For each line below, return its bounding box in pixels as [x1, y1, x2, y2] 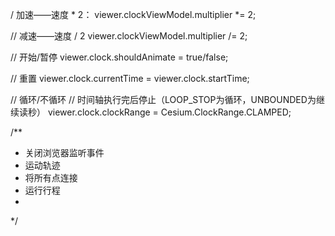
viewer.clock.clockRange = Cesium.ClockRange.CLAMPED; [47, 106, 292, 118]
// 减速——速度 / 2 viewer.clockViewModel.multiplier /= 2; [10, 30, 248, 42]
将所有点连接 [24, 172, 78, 183]
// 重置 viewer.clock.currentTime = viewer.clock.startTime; [10, 73, 250, 84]
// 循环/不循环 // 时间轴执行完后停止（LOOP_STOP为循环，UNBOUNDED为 [10, 94, 317, 105]
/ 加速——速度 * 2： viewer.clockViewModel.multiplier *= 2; [10, 9, 257, 20]
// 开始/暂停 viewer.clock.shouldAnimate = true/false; [10, 51, 229, 63]
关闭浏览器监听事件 [24, 147, 105, 158]
